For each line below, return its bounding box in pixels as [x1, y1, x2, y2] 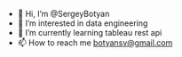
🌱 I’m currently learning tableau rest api [17, 28, 162, 37]
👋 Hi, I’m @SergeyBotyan [17, 9, 110, 19]
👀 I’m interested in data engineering [17, 18, 148, 28]
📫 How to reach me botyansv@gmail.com [17, 37, 173, 48]
